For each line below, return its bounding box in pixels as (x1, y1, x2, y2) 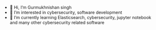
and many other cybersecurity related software (9, 20, 105, 25)
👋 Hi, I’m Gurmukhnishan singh (9, 5, 72, 10)
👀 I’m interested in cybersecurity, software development (9, 10, 122, 15)
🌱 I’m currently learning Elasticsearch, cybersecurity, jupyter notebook (9, 15, 152, 20)
